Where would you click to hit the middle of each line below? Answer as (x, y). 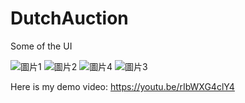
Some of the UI (41, 46)
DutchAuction (69, 18)
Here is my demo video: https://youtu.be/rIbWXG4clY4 (122, 86)
